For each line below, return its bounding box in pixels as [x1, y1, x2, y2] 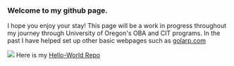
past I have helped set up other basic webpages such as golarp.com [7, 37, 207, 45]
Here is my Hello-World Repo [16, 51, 101, 60]
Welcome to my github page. [7, 6, 108, 15]
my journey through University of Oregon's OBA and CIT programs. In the [7, 29, 221, 37]
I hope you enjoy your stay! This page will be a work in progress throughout [7, 22, 227, 30]
